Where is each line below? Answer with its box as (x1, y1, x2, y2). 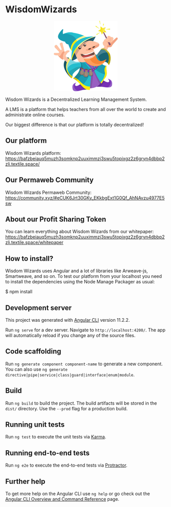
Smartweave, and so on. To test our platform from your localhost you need (5, 273, 162, 279)
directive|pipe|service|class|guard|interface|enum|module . (5, 371, 135, 378)
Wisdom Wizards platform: (5, 150, 61, 156)
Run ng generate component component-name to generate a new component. (5, 361, 163, 367)
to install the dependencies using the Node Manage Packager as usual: (5, 279, 155, 285)
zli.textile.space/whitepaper (5, 239, 64, 246)
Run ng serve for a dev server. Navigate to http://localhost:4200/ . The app (5, 327, 166, 333)
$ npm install (5, 289, 33, 295)
